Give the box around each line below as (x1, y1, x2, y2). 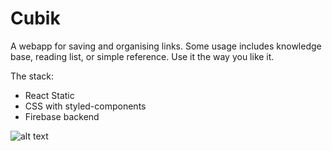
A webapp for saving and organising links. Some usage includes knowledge (10, 40, 322, 52)
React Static (24, 89, 75, 101)
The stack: (10, 70, 55, 82)
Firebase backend (24, 110, 100, 122)
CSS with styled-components (24, 100, 147, 112)
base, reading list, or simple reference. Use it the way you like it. (10, 50, 275, 62)
